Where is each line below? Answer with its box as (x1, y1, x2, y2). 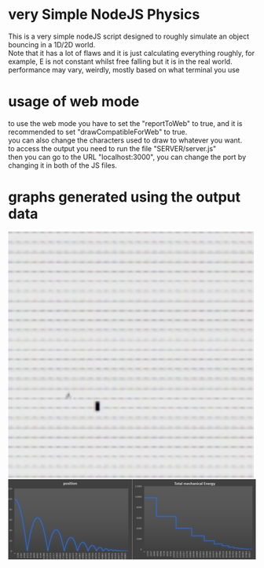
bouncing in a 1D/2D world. (8, 39, 96, 49)
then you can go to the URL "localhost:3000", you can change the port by (8, 152, 247, 161)
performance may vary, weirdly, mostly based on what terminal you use (8, 65, 240, 74)
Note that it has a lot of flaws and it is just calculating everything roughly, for (8, 48, 255, 58)
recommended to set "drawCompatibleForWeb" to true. (8, 127, 188, 136)
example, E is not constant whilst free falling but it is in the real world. (8, 57, 233, 66)
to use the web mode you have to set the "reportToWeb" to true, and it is (8, 118, 243, 128)
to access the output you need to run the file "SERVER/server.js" (8, 143, 217, 153)
